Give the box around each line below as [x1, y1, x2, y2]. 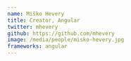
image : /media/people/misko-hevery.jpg [7, 36, 125, 43]
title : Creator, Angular [7, 17, 80, 24]
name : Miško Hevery [7, 10, 65, 18]
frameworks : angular [7, 43, 68, 50]
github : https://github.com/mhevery [7, 29, 115, 37]
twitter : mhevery [7, 23, 58, 30]
